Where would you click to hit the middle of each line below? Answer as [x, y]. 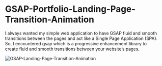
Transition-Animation [50, 19]
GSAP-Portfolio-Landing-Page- [70, 9]
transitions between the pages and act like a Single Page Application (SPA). [81, 38]
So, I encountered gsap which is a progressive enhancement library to [76, 43]
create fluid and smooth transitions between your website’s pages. [72, 49]
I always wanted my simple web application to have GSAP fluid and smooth [81, 33]
